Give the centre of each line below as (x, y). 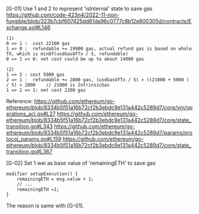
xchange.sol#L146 (28, 27)
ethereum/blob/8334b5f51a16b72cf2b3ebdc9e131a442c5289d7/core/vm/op (99, 107)
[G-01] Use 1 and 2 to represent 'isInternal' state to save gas (79, 9)
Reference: (20, 101)
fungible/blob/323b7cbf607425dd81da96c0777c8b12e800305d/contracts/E (99, 21)
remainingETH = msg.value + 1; (55, 179)
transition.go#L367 (29, 151)
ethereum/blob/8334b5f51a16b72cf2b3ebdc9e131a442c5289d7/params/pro (99, 132)
